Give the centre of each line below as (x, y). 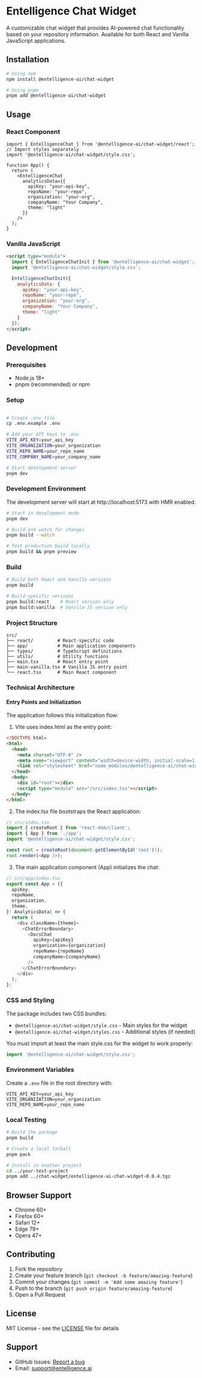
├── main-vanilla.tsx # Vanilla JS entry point (67, 667)
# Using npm (21, 74)
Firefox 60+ (29, 1216)
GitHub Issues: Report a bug (50, 1362)
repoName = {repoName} (59, 951)
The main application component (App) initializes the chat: (87, 867)
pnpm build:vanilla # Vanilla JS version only (67, 607)
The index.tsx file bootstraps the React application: (78, 811)
